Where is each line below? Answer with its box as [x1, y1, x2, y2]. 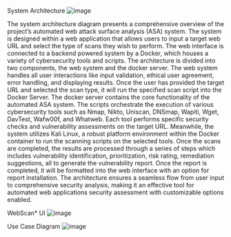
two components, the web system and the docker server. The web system [7, 64, 219, 72]
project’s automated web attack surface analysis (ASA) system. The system [7, 28, 222, 35]
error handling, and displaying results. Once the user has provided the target [7, 79, 225, 86]
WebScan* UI [7, 209, 46, 217]
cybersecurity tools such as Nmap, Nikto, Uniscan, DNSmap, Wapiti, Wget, [7, 107, 219, 116]
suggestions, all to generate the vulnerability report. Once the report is [7, 159, 208, 167]
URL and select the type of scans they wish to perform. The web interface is [7, 42, 224, 50]
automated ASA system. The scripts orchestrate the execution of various [7, 101, 214, 108]
